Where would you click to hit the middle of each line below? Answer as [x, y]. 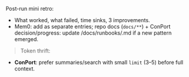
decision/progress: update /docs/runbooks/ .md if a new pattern [93, 33]
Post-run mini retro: [30, 9]
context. [25, 69]
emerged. [26, 39]
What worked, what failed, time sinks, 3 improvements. [82, 20]
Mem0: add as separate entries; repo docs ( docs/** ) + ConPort [92, 27]
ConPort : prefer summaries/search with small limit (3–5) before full [99, 62]
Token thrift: [35, 51]
